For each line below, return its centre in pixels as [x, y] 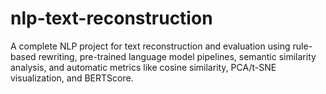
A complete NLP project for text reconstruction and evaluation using [150, 46]
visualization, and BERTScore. [72, 78]
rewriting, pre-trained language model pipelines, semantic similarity [177, 56]
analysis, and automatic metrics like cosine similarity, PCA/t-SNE [143, 67]
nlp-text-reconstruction [111, 18]
